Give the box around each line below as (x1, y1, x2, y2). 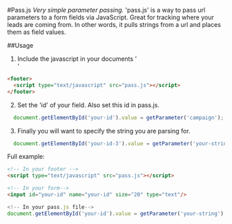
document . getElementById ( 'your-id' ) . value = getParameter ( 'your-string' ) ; (7, 210, 227, 217)
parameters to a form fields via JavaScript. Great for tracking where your (7, 13, 214, 21)
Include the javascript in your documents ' (17, 55, 137, 63)
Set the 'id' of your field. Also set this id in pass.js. (17, 100, 160, 109)
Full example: (7, 152, 45, 161)
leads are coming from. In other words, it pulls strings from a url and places (7, 21, 221, 28)
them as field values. (7, 28, 66, 36)
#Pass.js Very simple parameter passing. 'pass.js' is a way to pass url (7, 6, 206, 14)
